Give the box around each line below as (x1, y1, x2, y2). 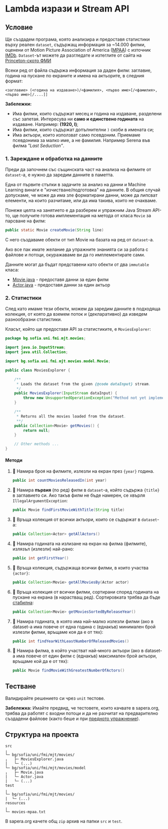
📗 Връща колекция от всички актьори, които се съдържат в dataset (12, 516, 157, 522)
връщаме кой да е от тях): (12, 658, 69, 664)
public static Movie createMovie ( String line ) (5, 228, 104, 233)
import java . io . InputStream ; (5, 345, 66, 350)
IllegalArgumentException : (12, 498, 68, 504)
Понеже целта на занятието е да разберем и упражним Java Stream (5, 207, 151, 213)
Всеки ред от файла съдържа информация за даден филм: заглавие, (5, 67, 152, 73)
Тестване (5, 682, 36, 690)
